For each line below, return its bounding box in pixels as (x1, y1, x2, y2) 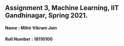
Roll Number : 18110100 (5, 36, 53, 42)
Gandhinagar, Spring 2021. (5, 12, 88, 20)
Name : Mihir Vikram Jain (5, 25, 57, 31)
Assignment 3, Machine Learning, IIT (5, 4, 119, 12)
